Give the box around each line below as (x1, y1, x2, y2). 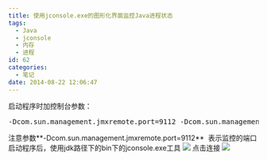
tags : (8, 19, 26, 27)
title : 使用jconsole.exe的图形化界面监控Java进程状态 (8, 11, 173, 20)
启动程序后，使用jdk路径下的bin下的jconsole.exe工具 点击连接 (8, 142, 221, 152)
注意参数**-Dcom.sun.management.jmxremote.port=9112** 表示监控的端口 (8, 133, 257, 142)
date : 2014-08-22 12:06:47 (8, 78, 98, 86)
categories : (8, 64, 48, 72)
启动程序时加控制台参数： (8, 101, 92, 111)
